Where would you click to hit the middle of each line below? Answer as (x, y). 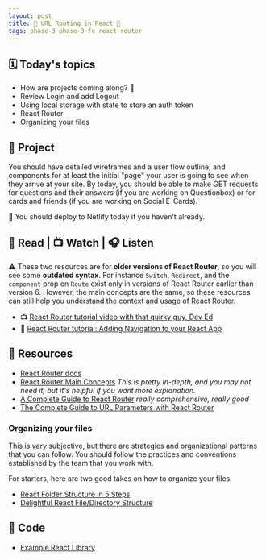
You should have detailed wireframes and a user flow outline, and (117, 167)
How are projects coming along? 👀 (77, 88)
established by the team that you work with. (81, 463)
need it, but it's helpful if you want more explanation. (108, 390)
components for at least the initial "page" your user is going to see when (129, 175)
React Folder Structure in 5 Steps (75, 494)
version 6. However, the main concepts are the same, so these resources (129, 292)
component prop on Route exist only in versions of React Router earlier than (131, 284)
